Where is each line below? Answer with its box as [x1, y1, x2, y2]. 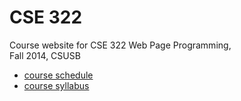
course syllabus [23, 79, 90, 91]
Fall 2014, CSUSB [9, 49, 81, 61]
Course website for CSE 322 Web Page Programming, [9, 39, 232, 51]
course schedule [23, 69, 94, 81]
